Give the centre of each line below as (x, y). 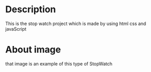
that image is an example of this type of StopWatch (59, 64)
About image (33, 50)
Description (31, 9)
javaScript (16, 29)
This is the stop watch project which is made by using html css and (76, 23)
